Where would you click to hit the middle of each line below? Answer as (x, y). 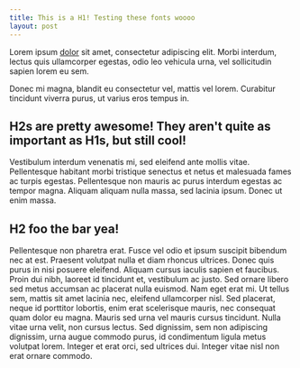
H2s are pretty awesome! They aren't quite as (140, 126)
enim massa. (33, 200)
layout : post (34, 26)
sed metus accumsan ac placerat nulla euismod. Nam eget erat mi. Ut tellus (150, 289)
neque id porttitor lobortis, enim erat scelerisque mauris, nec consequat (143, 308)
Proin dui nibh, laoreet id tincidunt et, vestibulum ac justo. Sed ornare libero (149, 280)
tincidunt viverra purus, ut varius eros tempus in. (100, 98)
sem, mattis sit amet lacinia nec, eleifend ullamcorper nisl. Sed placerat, (143, 299)
